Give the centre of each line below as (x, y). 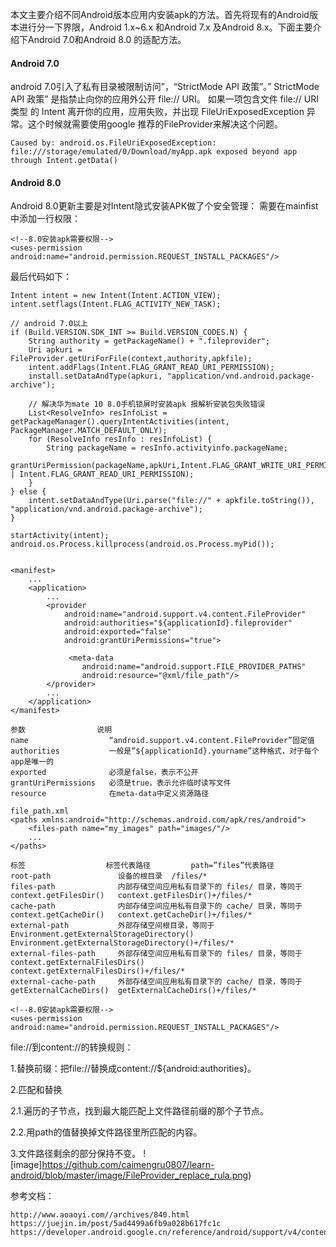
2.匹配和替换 (36, 1090)
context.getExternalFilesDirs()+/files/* (98, 971)
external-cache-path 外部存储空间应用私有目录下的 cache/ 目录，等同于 (156, 982)
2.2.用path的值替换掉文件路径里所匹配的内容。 (106, 1132)
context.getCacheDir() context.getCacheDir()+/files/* (131, 915)
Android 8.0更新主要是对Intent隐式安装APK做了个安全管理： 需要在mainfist (164, 206)
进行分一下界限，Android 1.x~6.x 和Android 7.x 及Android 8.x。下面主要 (165, 27)
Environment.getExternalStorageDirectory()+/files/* (122, 943)
